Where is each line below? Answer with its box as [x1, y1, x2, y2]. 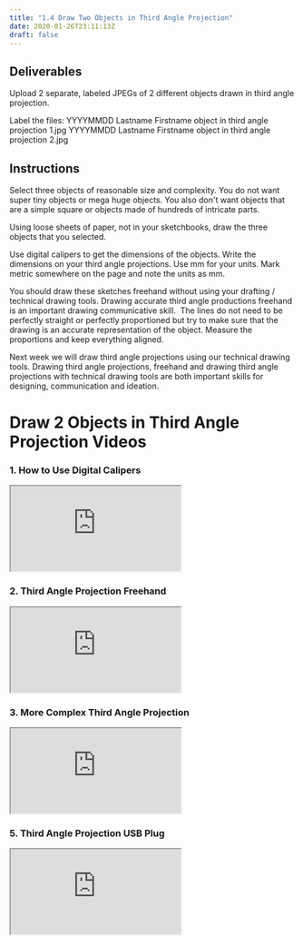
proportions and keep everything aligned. [9, 334, 164, 345]
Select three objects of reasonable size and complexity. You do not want [9, 185, 280, 195]
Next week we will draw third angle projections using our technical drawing [9, 351, 290, 362]
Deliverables [9, 64, 83, 79]
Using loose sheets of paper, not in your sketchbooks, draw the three [9, 221, 269, 232]
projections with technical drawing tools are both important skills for [9, 371, 264, 381]
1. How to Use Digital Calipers [9, 464, 142, 477]
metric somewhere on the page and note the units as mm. [9, 269, 225, 279]
